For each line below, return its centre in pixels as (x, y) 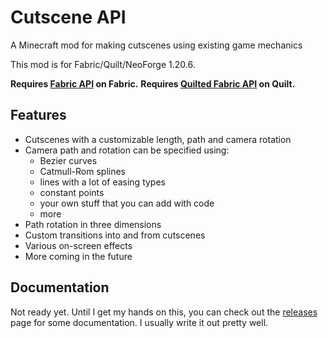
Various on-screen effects (78, 245)
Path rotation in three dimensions (93, 224)
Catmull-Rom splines (82, 171)
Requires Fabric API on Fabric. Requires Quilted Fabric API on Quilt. (153, 83)
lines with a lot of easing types (102, 182)
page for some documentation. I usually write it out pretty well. (139, 322)
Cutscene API (68, 17)
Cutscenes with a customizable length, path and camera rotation (158, 139)
